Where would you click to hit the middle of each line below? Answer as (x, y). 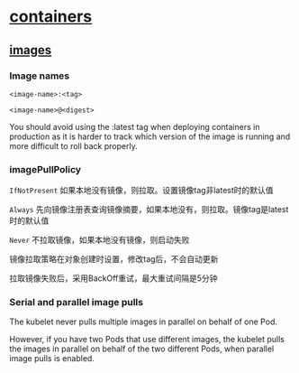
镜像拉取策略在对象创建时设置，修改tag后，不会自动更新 (114, 259)
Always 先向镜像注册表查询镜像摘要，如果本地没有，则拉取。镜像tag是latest (149, 210)
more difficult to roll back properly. (73, 145)
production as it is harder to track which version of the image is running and (150, 136)
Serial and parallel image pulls (77, 303)
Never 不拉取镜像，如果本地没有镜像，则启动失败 (100, 240)
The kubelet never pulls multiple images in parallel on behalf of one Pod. (143, 322)
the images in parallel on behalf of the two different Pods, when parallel (142, 349)
